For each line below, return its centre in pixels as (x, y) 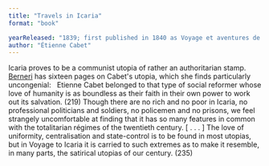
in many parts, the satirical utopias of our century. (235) (101, 153)
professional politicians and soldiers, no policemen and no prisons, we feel (132, 111)
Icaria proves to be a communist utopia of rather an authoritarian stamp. (127, 68)
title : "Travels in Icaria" (55, 16)
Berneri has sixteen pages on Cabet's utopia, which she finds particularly (130, 76)
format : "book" (34, 23)
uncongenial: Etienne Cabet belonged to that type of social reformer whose (135, 85)
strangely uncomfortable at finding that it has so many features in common (132, 119)
